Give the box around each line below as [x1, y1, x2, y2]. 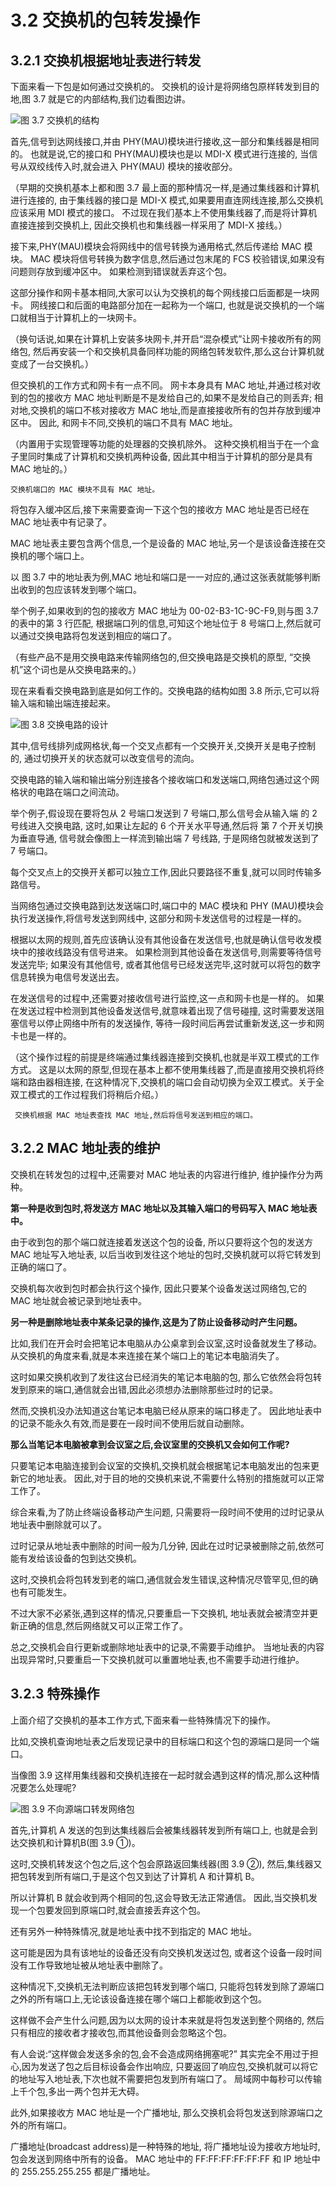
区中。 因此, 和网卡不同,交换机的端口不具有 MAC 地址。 [10, 417, 238, 428]
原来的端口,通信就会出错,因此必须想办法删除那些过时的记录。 [27, 1383, 279, 1395]
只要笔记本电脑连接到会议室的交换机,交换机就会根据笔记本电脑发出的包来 [10, 1459, 312, 1471]
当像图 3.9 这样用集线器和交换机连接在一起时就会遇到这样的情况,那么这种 [10, 1769, 312, 1781]
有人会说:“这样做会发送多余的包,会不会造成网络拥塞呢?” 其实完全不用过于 [10, 2047, 310, 2060]
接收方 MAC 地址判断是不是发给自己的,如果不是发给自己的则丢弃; [44, 392, 313, 403]
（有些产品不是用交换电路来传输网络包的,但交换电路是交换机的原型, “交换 [10, 651, 312, 663]
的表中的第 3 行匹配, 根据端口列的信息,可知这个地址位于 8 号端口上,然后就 [10, 617, 313, 629]
